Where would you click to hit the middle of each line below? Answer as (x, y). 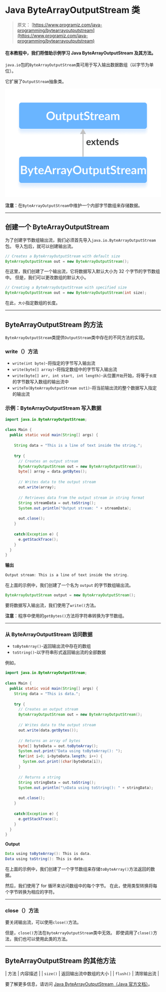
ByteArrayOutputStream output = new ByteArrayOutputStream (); (70, 595)
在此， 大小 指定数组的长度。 (33, 303)
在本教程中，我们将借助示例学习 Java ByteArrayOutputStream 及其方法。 (81, 53)
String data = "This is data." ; (47, 694)
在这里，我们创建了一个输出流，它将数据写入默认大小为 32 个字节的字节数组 (83, 271)
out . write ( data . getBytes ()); (48, 730)
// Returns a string (39, 777)
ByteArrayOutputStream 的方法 (54, 325)
